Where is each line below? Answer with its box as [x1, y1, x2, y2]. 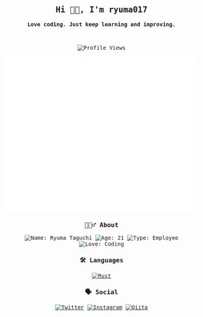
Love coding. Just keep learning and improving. [27, 21, 176, 28]
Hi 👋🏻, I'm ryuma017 [55, 5, 148, 15]
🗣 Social [84, 288, 119, 296]
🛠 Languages [79, 256, 124, 265]
